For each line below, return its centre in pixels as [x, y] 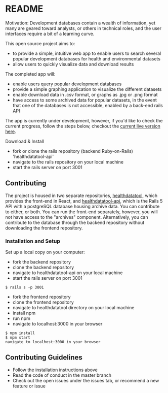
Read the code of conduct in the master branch [62, 375]
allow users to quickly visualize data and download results [73, 64]
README [24, 9]
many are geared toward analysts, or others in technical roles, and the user [83, 28]
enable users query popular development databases [67, 84]
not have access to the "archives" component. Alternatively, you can [77, 217]
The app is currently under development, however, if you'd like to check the [84, 120]
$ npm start [18, 338]
